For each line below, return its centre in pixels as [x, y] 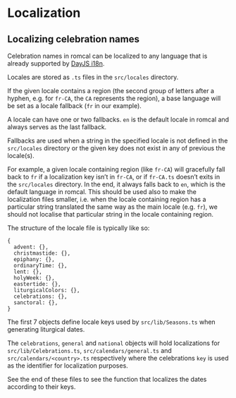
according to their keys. [42, 387]
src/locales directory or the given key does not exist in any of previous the [116, 148]
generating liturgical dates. [46, 329]
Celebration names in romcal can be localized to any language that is [107, 56]
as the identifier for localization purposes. [68, 366]
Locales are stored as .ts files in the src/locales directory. [93, 77]
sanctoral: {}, [36, 303]
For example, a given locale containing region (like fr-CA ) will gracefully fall [116, 169]
